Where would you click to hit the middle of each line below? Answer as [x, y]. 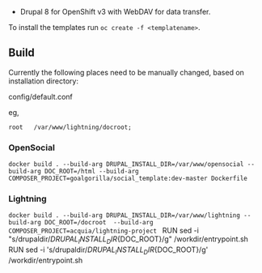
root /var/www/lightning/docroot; [70, 127]
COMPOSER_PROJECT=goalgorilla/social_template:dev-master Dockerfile [128, 179]
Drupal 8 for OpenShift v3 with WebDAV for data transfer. [115, 12]
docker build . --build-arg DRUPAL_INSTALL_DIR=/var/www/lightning [125, 215]
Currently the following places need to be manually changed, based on [127, 72]
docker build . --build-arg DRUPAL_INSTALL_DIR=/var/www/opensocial [126, 164]
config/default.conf [40, 96]
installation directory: [44, 81]
